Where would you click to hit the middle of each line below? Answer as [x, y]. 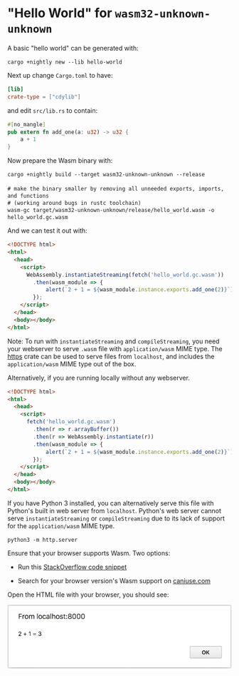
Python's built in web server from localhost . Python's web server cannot [115, 510]
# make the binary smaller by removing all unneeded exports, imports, [116, 189]
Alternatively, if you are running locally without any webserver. [99, 378]
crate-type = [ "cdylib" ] [44, 97]
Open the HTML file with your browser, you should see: [88, 595]
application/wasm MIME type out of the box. [72, 364]
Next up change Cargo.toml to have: [60, 75]
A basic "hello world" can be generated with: [73, 48]
